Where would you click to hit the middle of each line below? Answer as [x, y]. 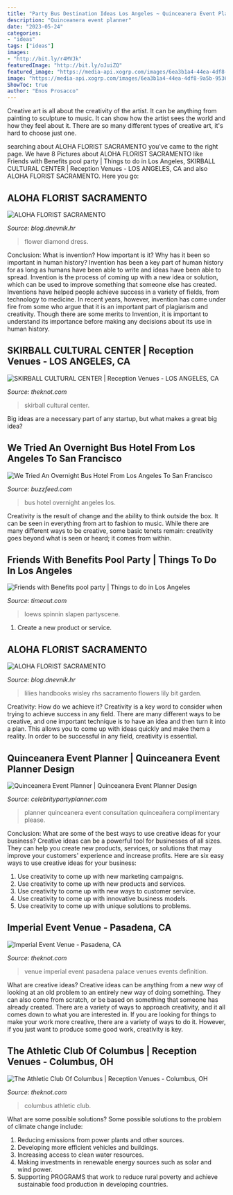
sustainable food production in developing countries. [93, 1184]
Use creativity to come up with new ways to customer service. [106, 891]
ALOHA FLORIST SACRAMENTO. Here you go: [73, 176]
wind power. [35, 1169]
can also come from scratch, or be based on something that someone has [113, 999]
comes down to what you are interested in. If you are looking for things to [112, 1014]
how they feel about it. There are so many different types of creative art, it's [115, 126]
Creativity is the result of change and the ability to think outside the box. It [113, 516]
